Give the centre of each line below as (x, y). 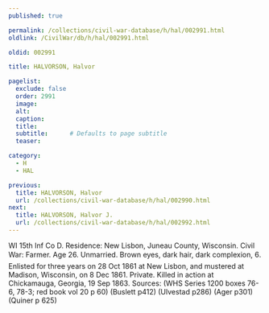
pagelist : (25, 81)
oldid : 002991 (32, 52)
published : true (35, 16)
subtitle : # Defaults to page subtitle (91, 134)
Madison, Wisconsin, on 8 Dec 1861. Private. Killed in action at (111, 274)
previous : (25, 185)
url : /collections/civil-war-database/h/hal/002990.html (113, 200)
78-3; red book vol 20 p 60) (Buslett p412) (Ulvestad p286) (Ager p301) (135, 291)
